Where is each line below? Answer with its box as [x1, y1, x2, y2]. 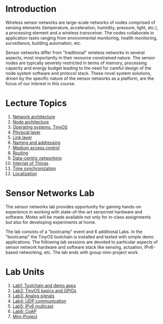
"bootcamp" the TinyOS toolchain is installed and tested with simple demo [5, 234, 154, 239]
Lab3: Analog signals [12, 293, 55, 299]
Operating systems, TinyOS [12, 124, 68, 130]
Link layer [12, 134, 33, 140]
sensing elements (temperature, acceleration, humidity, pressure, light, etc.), [5, 24, 158, 30]
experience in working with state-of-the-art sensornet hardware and [5, 209, 143, 215]
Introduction [5, 3, 57, 15]
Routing [12, 150, 29, 156]
